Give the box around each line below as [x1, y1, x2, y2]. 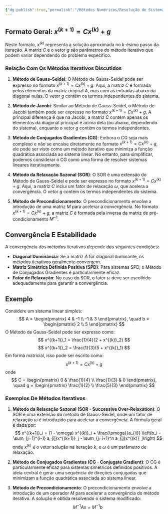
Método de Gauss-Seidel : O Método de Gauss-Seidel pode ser [12, 76, 143, 82]
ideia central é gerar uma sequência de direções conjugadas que [12, 469, 146, 475]
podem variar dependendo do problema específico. [5, 52, 111, 58]
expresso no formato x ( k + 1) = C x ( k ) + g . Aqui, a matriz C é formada [12, 81, 151, 88]
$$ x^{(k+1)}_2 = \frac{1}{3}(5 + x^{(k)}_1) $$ [37, 345, 130, 351]
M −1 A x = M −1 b [72, 503, 103, 510]
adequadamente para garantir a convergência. [12, 280, 108, 286]
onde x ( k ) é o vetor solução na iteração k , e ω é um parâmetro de [12, 443, 146, 450]
